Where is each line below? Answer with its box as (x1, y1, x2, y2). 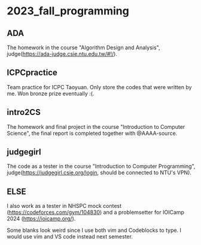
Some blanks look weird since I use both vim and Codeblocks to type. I (7, 226, 182, 234)
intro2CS (7, 107, 41, 117)
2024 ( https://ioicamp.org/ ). (7, 215, 76, 222)
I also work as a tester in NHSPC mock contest (7, 202, 122, 210)
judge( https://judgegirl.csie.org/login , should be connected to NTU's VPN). (7, 169, 192, 176)
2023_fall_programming (7, 4, 129, 18)
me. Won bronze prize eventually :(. (7, 90, 95, 97)
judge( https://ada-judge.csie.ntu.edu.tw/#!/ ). (7, 50, 117, 58)
